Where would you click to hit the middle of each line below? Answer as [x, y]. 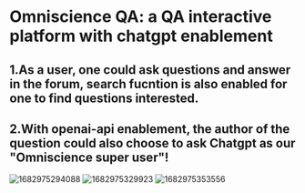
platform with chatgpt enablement [141, 36]
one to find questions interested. [104, 98]
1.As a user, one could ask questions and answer [150, 70]
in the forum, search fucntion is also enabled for [148, 84]
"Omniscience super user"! [89, 157]
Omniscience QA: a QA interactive [141, 17]
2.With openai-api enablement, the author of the [150, 129]
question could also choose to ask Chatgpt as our [152, 143]
